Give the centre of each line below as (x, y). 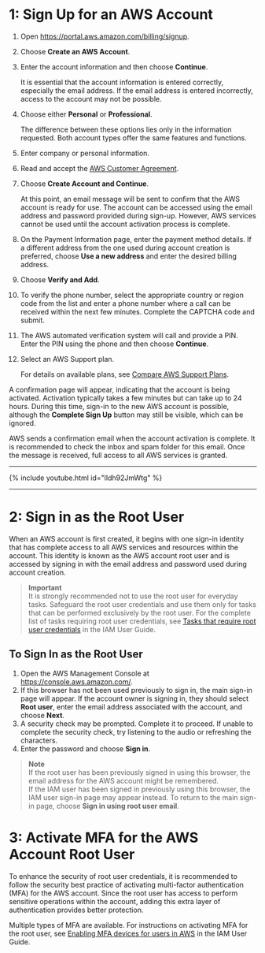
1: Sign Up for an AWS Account (111, 15)
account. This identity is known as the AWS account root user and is (120, 555)
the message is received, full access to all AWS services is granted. (118, 455)
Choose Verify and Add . (60, 279)
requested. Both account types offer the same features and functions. (133, 138)
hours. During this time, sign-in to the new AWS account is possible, (119, 406)
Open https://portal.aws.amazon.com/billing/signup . (105, 36)
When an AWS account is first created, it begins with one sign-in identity (127, 538)
